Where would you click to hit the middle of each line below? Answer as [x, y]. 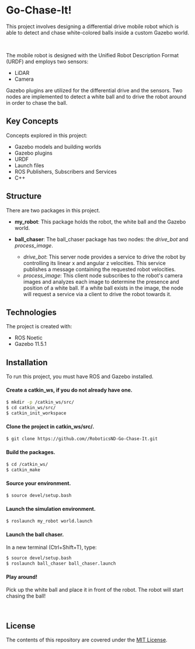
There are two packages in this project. [53, 210]
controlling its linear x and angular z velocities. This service [95, 263]
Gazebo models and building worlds [58, 146]
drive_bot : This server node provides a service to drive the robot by [104, 257]
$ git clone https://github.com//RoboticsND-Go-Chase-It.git [82, 439]
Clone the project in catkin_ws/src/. [50, 426]
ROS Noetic [28, 338]
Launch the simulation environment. [51, 509]
